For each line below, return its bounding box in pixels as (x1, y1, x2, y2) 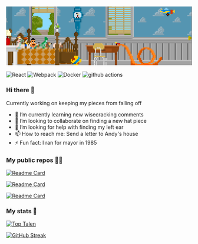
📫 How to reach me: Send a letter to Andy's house (14, 130, 138, 137)
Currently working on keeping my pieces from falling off (6, 99, 142, 106)
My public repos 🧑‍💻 (6, 156, 63, 164)
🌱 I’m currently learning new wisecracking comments (14, 110, 144, 118)
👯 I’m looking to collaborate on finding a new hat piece (14, 117, 147, 124)
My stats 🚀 (6, 207, 37, 215)
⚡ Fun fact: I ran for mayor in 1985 (14, 139, 97, 146)
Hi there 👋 (6, 86, 35, 95)
